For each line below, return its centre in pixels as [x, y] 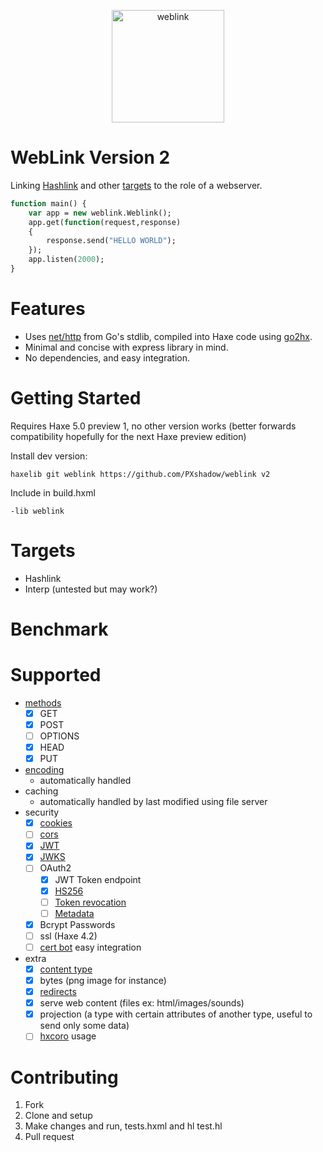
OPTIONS [59, 736]
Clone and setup [58, 1116]
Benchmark [59, 629]
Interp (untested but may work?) [91, 589]
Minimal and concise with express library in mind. [126, 347]
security [42, 812]
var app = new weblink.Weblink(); [100, 213]
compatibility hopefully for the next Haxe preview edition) [128, 436]
